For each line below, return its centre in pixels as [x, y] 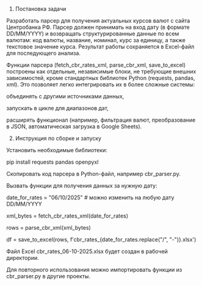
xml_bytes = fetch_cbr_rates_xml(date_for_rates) [67, 216]
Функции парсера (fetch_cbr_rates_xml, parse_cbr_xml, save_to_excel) [96, 65]
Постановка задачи [41, 9]
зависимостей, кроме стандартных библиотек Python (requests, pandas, [101, 78]
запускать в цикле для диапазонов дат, [57, 108]
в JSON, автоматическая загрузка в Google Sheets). [74, 127]
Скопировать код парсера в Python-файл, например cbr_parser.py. [94, 174]
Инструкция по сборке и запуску [58, 138]
